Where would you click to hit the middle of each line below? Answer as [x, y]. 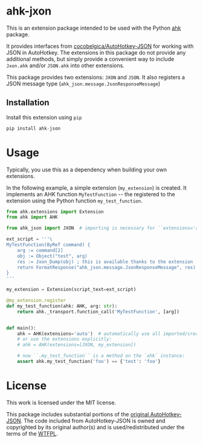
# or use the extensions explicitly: [65, 339]
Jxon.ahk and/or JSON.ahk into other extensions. [66, 65]
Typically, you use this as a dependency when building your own [87, 169]
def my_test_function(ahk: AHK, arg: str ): [62, 306]
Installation [28, 103]
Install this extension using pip [44, 117]
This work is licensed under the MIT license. [61, 402]
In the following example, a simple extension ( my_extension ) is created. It [96, 188]
